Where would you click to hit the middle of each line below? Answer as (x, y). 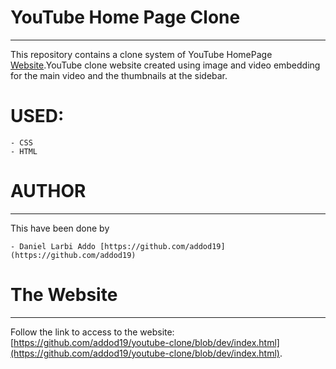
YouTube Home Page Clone (125, 17)
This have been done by (60, 228)
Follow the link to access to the (74, 332)
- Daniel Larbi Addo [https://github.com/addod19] (118, 246)
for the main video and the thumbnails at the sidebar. (119, 75)
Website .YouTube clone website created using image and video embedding (165, 65)
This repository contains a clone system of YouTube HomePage (141, 54)
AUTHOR (48, 191)
